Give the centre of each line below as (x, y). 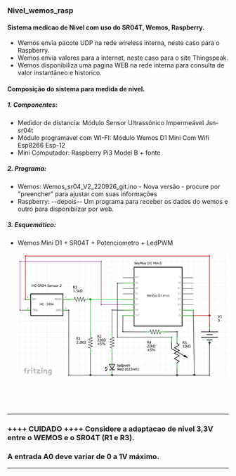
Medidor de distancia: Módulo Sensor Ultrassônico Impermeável (111, 122)
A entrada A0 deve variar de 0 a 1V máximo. (84, 457)
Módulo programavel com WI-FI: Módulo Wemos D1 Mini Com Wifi (113, 137)
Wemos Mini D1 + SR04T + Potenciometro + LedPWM (95, 243)
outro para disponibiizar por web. (66, 209)
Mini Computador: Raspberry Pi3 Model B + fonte (89, 153)
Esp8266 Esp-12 (41, 145)
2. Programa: (27, 169)
